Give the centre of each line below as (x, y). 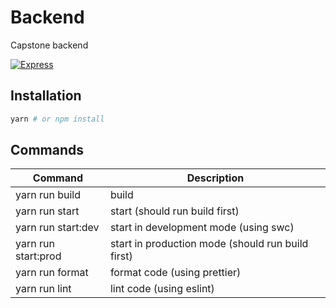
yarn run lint (43, 289)
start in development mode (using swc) (202, 228)
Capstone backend (49, 45)
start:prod (38, 256)
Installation (46, 96)
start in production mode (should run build (209, 244)
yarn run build (48, 195)
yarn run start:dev (57, 228)
